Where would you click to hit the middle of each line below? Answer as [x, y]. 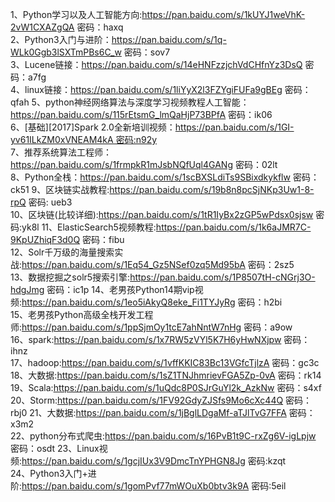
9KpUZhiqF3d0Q [45, 239]
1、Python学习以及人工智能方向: [76, 14]
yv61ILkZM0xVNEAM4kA [62, 139]
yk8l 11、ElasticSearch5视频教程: [89, 227]
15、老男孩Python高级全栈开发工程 [82, 314]
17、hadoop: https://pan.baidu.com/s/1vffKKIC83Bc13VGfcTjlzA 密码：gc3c [165, 362]
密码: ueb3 [50, 202]
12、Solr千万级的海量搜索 [62, 252]
